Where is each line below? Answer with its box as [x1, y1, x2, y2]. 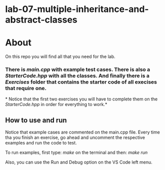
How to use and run [5, 116, 67, 124]
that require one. [5, 85, 46, 92]
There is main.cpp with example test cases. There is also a [5, 66, 150, 73]
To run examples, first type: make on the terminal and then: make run [5, 149, 148, 155]
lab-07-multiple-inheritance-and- [5, 3, 149, 15]
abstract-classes [5, 14, 77, 25]
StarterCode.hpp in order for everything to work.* [5, 101, 107, 107]
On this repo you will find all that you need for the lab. [5, 53, 116, 59]
